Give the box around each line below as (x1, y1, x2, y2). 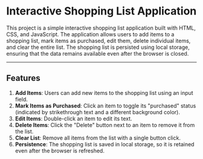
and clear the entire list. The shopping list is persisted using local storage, (6, 44, 190, 51)
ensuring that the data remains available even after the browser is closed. (6, 50, 189, 57)
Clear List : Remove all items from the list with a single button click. (14, 134, 181, 141)
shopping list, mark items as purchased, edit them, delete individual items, (6, 37, 191, 44)
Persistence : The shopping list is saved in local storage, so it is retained (14, 140, 195, 148)
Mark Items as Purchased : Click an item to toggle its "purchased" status (14, 102, 196, 109)
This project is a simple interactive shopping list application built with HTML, (6, 24, 196, 31)
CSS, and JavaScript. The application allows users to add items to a (6, 30, 175, 37)
